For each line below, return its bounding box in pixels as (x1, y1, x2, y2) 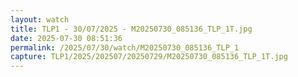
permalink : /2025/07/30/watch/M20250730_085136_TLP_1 (10, 42, 240, 53)
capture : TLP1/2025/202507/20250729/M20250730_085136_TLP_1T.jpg (10, 52, 288, 62)
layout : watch (10, 14, 70, 25)
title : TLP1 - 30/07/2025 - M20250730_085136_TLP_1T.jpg (10, 24, 253, 34)
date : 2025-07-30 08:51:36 (10, 33, 123, 43)
